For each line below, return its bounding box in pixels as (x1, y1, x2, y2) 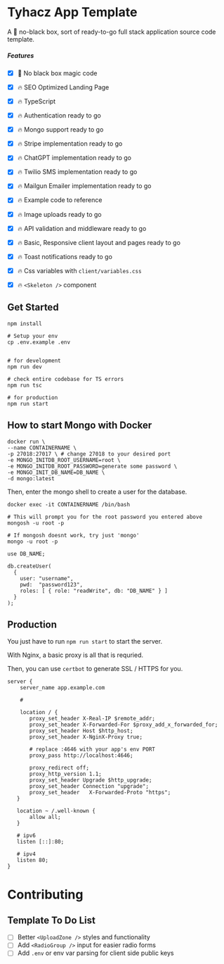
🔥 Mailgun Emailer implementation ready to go (17, 182, 152, 190)
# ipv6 (16, 832, 37, 839)
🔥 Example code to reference (17, 196, 103, 204)
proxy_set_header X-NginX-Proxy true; (29, 734, 143, 741)
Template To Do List (7, 914, 96, 926)
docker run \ (7, 438, 46, 445)
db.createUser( (7, 563, 52, 570)
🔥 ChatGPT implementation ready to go (17, 154, 132, 162)
